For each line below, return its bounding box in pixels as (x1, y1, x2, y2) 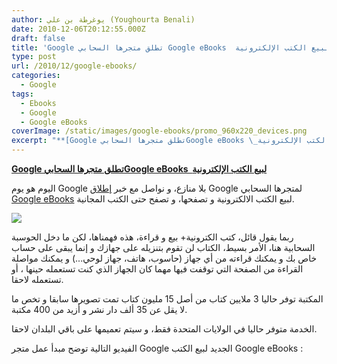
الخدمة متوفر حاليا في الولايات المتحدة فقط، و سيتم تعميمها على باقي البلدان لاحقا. (11, 323, 318, 335)
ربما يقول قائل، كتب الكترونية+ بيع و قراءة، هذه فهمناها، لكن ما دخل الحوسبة (11, 231, 294, 243)
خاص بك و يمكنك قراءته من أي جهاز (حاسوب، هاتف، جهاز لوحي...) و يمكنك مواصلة (11, 252, 318, 264)
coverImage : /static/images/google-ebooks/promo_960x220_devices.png (11, 126, 308, 136)
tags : (11, 89, 34, 99)
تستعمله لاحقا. (11, 274, 64, 285)
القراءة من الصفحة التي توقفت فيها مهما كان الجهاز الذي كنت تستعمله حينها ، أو (11, 263, 304, 275)
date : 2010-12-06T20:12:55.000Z (11, 24, 146, 34)
